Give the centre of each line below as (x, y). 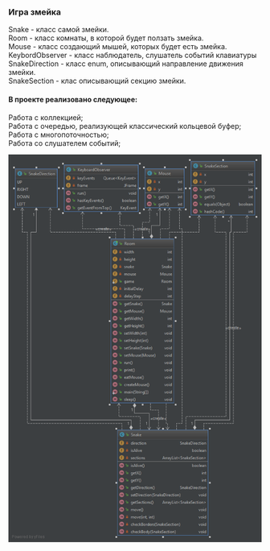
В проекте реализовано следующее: (73, 99)
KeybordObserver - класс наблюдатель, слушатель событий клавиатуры (133, 56)
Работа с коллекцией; (46, 117)
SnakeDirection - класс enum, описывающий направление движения (126, 64)
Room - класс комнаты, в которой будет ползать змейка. (106, 38)
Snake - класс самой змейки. (59, 30)
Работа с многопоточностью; (59, 135)
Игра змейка (35, 12)
